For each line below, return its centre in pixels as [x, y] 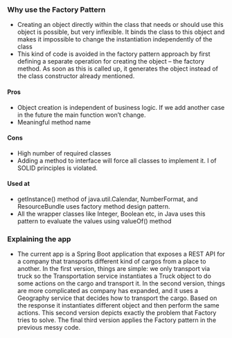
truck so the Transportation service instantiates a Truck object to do [114, 276]
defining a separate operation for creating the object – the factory [111, 62]
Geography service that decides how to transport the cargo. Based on [117, 298]
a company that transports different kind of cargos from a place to [111, 261]
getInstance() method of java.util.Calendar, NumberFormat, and [108, 199]
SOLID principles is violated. [57, 168]
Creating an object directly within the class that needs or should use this [120, 25]
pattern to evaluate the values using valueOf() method [94, 221]
